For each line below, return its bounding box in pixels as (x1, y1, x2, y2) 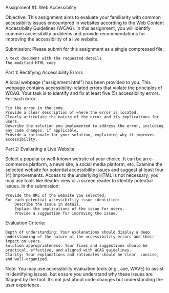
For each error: (5, 96, 37, 101)
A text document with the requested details (5, 56, 102, 61)
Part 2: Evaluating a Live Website (5, 146, 75, 152)
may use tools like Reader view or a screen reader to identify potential (5, 178, 153, 183)
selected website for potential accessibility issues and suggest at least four (5, 166, 164, 173)
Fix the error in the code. (5, 106, 66, 111)
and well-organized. (5, 257, 50, 262)
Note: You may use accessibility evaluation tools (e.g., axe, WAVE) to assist (5, 266, 164, 271)
